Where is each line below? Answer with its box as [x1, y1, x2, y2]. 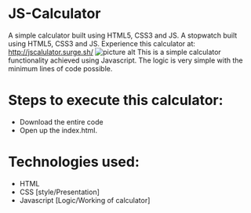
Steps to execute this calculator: [8, 92, 224, 110]
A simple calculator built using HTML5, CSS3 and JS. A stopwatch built [8, 31, 238, 40]
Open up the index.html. [19, 125, 98, 135]
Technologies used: [8, 153, 140, 171]
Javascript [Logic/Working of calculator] [19, 195, 151, 204]
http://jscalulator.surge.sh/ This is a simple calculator [8, 47, 221, 56]
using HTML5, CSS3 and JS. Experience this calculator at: [8, 38, 196, 48]
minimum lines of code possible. [8, 63, 113, 73]
